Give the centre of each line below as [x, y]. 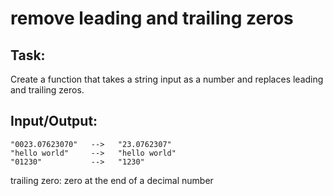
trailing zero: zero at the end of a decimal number [112, 180]
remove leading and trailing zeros [152, 18]
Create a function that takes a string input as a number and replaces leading [167, 79]
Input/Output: [54, 121]
